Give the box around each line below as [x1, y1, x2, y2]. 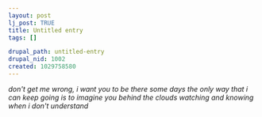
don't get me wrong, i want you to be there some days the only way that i [8, 84, 249, 93]
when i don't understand [8, 100, 89, 111]
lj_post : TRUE [8, 19, 56, 27]
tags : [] [8, 33, 37, 42]
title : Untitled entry [8, 26, 83, 34]
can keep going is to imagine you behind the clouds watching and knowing [8, 92, 254, 102]
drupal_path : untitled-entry [8, 48, 105, 56]
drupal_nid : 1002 [8, 55, 66, 63]
